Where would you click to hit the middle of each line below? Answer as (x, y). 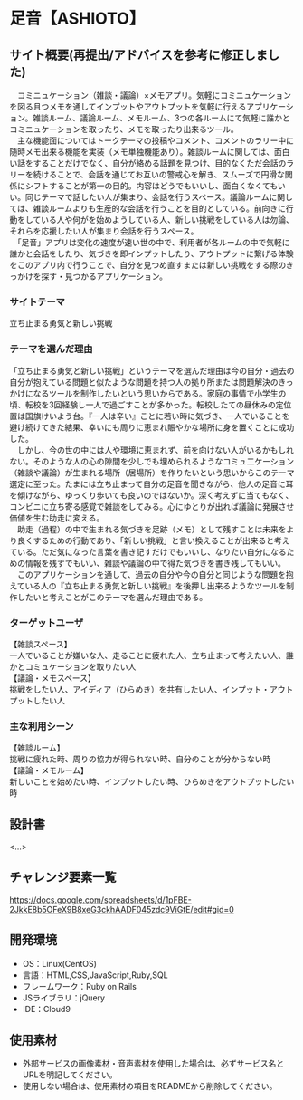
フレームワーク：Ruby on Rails (80, 986)
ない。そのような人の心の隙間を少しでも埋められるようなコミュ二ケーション (152, 461)
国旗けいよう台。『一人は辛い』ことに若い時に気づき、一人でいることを (157, 416)
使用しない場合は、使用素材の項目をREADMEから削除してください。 (150, 1086)
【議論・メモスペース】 (53, 678)
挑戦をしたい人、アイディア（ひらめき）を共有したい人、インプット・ (139, 689)
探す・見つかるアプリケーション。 (104, 276)
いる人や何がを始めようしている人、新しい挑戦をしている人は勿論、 (167, 220)
